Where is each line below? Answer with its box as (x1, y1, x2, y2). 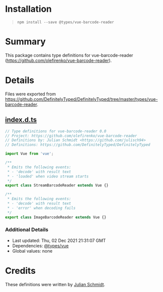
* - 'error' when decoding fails (7, 205, 76, 210)
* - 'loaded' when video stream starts (7, 174, 89, 179)
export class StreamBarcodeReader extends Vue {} (5, 183, 109, 188)
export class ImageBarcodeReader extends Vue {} (5, 215, 107, 220)
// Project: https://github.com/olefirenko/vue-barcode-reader (5, 133, 137, 138)
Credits (5, 265, 36, 276)
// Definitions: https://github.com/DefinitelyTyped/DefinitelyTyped (5, 143, 151, 147)
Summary (5, 36, 46, 47)
